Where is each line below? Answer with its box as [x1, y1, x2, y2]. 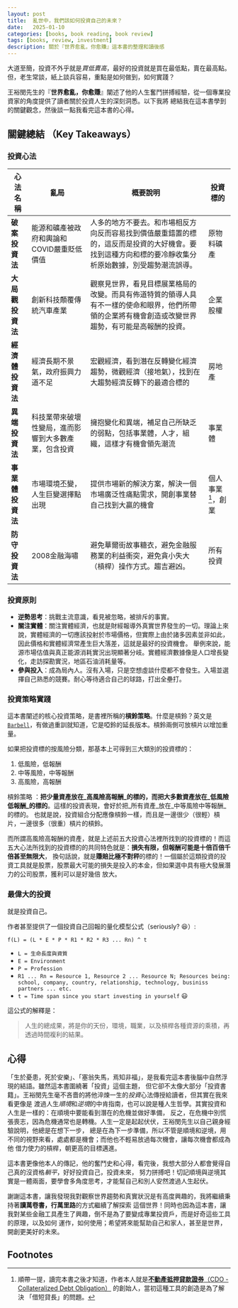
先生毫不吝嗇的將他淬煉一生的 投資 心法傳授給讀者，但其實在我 [41, 1090, 222, 1099]
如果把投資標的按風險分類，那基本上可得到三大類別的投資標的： [7, 744, 193, 754]
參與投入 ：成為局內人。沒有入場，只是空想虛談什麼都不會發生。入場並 [17, 665, 223, 674]
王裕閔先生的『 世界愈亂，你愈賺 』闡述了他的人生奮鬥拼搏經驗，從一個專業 [7, 88, 225, 96]
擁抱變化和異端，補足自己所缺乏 [90, 417, 197, 427]
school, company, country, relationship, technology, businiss [17, 979, 209, 986]
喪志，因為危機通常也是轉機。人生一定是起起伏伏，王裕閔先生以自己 [13, 1117, 212, 1126]
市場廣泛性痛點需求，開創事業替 [90, 489, 197, 499]
